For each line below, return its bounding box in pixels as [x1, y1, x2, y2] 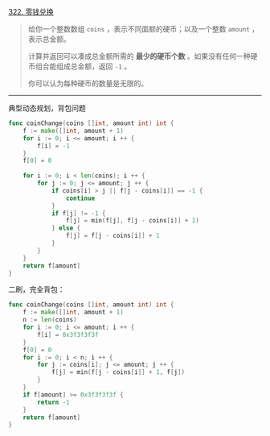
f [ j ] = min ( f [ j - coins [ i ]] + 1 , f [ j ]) [51, 368, 186, 376]
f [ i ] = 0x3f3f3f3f [37, 330, 99, 338]
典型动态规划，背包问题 [8, 103, 86, 113]
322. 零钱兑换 [8, 7, 54, 16]
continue [65, 194, 95, 202]
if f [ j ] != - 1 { [51, 209, 106, 218]
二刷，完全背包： [8, 284, 65, 294]
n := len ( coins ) [22, 316, 78, 324]
